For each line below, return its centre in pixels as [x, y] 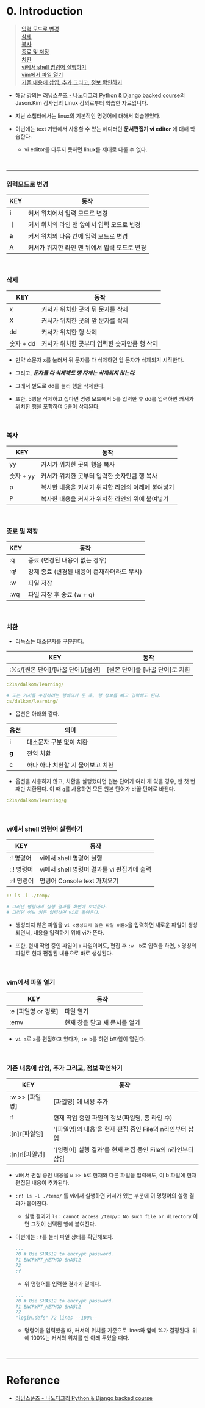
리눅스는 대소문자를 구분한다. [49, 641]
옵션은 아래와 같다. [37, 714]
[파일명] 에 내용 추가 [81, 1102]
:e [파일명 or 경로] [34, 1011]
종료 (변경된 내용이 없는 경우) [67, 561]
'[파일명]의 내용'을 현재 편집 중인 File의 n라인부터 [120, 1129]
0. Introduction [45, 11]
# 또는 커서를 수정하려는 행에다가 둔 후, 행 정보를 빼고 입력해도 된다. [84, 696]
